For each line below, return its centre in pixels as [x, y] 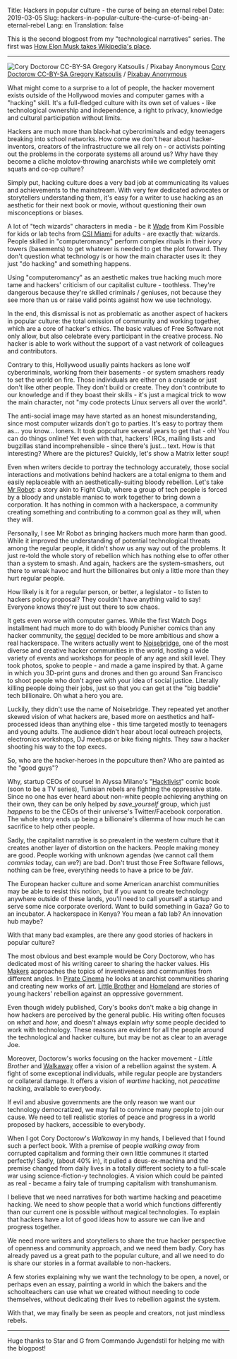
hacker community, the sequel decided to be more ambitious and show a [113, 635]
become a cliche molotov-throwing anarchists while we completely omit [111, 161]
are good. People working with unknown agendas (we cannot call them [110, 855]
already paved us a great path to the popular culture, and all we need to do [116, 1256]
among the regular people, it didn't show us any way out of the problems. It [116, 548]
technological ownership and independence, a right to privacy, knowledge [115, 110]
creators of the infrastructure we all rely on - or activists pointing [132, 146]
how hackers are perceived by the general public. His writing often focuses [116, 1015]
